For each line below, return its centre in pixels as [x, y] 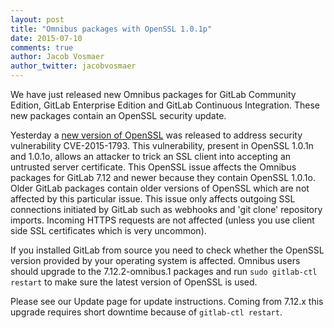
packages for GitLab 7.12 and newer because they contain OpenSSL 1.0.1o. [163, 177]
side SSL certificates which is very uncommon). [108, 230]
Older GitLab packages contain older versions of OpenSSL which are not [160, 188]
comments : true [42, 47]
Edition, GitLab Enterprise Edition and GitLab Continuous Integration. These [165, 105]
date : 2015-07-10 [46, 38]
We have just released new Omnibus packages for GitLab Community [153, 94]
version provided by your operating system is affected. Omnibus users [155, 260]
